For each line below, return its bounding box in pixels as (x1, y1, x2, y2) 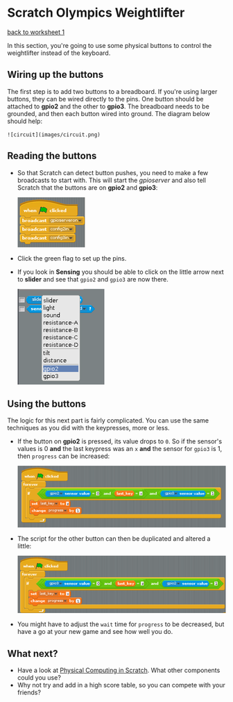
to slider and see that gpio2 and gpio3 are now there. (17, 275, 169, 283)
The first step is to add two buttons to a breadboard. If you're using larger (7, 87, 218, 95)
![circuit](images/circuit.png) (7, 131, 101, 138)
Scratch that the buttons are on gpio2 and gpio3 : (17, 183, 158, 192)
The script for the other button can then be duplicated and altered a (17, 534, 211, 543)
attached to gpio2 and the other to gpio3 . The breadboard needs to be (7, 102, 209, 111)
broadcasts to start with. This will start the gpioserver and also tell (17, 176, 207, 184)
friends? (17, 688, 42, 696)
